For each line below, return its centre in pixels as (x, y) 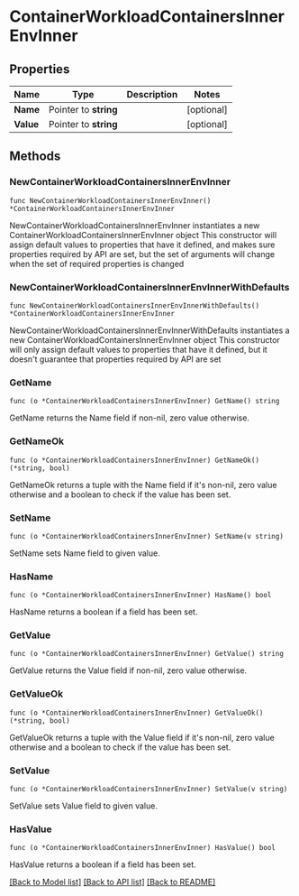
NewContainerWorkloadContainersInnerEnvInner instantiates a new (135, 225)
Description (152, 94)
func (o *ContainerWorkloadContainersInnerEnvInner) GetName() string (145, 402)
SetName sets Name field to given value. (85, 553)
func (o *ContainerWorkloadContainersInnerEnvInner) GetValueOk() (136, 713)
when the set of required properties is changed (97, 263)
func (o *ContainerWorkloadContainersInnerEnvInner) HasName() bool (140, 596)
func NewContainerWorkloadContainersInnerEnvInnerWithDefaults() (134, 305)
